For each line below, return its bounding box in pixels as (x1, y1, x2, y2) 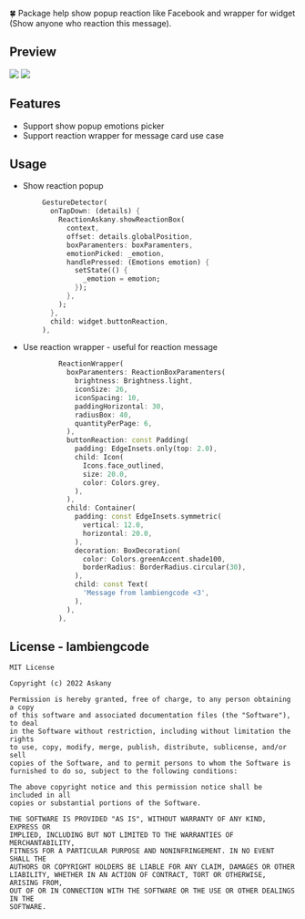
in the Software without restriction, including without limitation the (9, 727, 291, 737)
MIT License (9, 663, 55, 673)
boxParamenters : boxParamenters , (66, 241, 194, 250)
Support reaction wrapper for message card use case (22, 129, 225, 140)
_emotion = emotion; (82, 274, 161, 284)
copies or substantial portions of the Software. (9, 799, 202, 808)
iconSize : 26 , (74, 385, 128, 395)
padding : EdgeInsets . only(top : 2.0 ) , (74, 444, 219, 454)
